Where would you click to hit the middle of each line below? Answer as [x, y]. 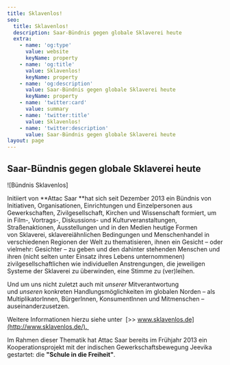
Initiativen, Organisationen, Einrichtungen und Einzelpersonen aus [100, 205]
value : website [47, 52]
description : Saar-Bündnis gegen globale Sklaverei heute [98, 33]
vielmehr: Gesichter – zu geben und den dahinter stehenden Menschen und [114, 249]
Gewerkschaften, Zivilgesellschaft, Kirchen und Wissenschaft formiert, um [112, 212]
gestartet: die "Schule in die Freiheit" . [61, 354]
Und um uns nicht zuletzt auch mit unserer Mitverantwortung [93, 284]
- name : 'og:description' [56, 84]
